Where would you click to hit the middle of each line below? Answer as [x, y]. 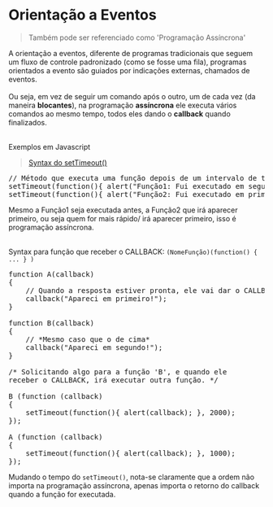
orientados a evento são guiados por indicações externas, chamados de [129, 70]
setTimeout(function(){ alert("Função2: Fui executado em [126, 194]
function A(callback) [52, 274]
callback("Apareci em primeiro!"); [96, 298]
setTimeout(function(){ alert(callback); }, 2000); [130, 412]
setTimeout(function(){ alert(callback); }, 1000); [130, 453]
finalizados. [28, 122]
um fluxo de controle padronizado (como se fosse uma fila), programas [128, 62]
